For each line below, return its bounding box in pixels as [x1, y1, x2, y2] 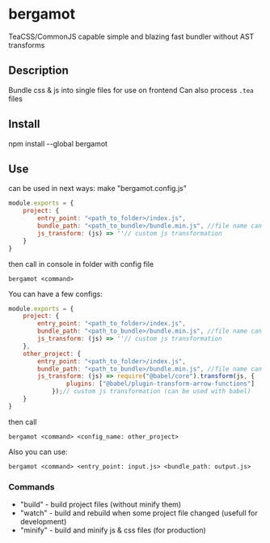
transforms [8, 40, 45, 49]
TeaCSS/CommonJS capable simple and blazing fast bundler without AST [8, 32, 255, 41]
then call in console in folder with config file [8, 259, 154, 269]
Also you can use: [8, 447, 69, 456]
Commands [8, 481, 55, 492]
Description [8, 64, 69, 78]
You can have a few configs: [8, 289, 103, 299]
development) [19, 517, 67, 527]
